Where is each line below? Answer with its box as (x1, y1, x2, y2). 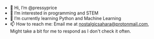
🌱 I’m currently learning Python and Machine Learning (9, 15, 121, 21)
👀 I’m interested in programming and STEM (9, 10, 98, 16)
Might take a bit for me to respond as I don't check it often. (9, 28, 131, 34)
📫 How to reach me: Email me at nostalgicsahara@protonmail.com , (9, 21, 149, 27)
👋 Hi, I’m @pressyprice (9, 5, 57, 10)
